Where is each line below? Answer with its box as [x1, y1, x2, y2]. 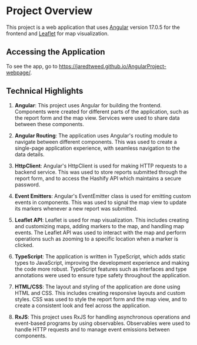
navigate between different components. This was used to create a [14, 138, 178, 145]
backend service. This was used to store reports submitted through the [14, 168, 187, 175]
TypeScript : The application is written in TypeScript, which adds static [14, 252, 186, 260]
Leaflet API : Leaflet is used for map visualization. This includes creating [14, 216, 189, 224]
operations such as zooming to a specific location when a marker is [14, 235, 178, 242]
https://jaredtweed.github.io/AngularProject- [58, 63, 166, 70]
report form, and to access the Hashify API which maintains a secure [14, 175, 182, 182]
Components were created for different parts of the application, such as [14, 108, 189, 115]
